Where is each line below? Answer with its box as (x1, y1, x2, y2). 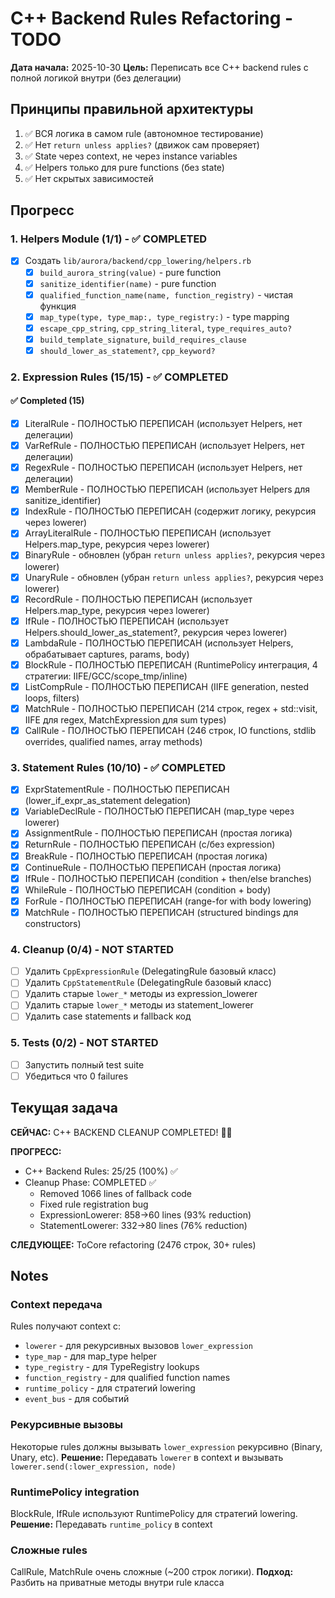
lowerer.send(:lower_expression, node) (10, 1462, 177, 1472)
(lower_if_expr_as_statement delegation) (24, 795, 192, 807)
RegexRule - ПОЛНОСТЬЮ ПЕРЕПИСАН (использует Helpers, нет (24, 462, 303, 474)
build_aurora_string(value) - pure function (39, 266, 222, 278)
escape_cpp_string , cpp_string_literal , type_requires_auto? (39, 322, 293, 334)
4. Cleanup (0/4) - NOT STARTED (10, 942, 175, 956)
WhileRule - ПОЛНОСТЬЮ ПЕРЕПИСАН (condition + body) (24, 883, 272, 896)
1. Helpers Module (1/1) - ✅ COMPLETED (10, 232, 208, 246)
